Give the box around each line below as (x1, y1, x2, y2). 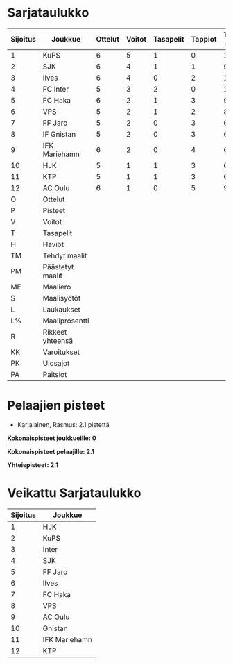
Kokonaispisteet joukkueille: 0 (7, 434, 97, 442)
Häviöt (42, 239, 64, 249)
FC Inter (42, 84, 69, 94)
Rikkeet (42, 327, 67, 337)
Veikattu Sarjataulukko (7, 485, 141, 501)
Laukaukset (42, 304, 81, 314)
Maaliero (42, 282, 71, 292)
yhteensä (42, 335, 74, 345)
